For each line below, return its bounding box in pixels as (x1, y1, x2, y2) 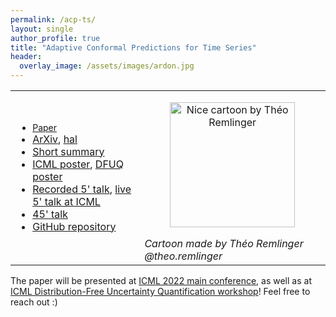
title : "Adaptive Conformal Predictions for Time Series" (10, 42, 257, 53)
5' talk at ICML (32, 194, 101, 208)
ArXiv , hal (32, 132, 78, 146)
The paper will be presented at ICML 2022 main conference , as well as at (10, 275, 312, 286)
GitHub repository (32, 219, 117, 233)
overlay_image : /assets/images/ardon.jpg (19, 61, 195, 71)
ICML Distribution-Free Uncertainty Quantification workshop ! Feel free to (10, 286, 311, 297)
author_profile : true (10, 33, 101, 43)
